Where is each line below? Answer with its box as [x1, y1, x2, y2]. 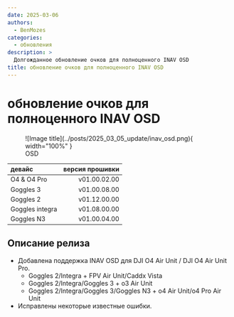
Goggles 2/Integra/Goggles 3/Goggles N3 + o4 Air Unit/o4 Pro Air [28, 286, 222, 295]
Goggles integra [10, 205, 58, 213]
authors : [7, 18, 33, 26]
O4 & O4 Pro [10, 175, 48, 184]
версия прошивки [63, 165, 119, 173]
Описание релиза [7, 237, 90, 249]
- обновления [14, 41, 53, 49]
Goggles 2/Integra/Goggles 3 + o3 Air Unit [28, 279, 153, 287]
